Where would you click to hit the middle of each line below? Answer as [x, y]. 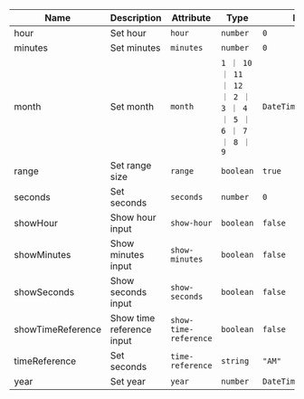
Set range [131, 165]
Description [136, 18]
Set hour [128, 33]
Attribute [191, 18]
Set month [132, 106]
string [235, 361]
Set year [128, 381]
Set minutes [135, 47]
